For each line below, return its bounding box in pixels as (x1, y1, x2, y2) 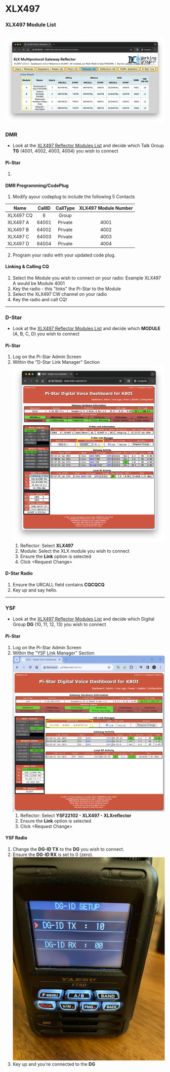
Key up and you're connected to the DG (12, 1061, 95, 1067)
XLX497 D (7, 241, 29, 247)
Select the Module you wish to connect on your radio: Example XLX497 (12, 275, 161, 281)
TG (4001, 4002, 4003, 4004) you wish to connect (12, 148, 118, 154)
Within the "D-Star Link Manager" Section (12, 359, 100, 365)
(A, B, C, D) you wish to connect (12, 331, 80, 337)
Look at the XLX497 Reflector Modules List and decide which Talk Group (12, 143, 164, 149)
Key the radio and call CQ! (12, 296, 67, 302)
